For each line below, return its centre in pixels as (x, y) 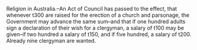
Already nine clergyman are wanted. (51, 41)
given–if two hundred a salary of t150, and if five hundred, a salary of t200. (99, 34)
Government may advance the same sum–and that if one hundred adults (96, 21)
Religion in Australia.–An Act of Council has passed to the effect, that (92, 9)
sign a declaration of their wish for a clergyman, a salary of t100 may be (95, 28)
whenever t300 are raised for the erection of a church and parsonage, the (98, 15)
